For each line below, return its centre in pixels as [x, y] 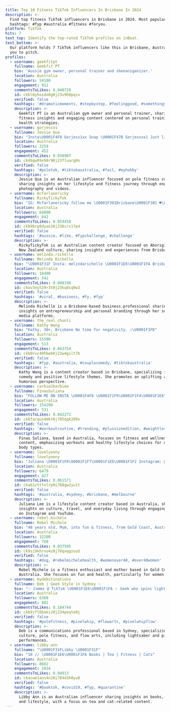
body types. [31, 448]
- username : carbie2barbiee [39, 386]
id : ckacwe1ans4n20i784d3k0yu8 [47, 678]
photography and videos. [45, 189]
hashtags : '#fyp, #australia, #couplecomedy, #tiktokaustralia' [83, 363]
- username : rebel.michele [38, 518]
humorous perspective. [42, 382]
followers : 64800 [33, 212]
